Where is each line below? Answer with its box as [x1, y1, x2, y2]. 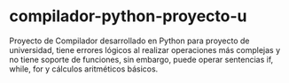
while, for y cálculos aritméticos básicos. [9, 64, 159, 74]
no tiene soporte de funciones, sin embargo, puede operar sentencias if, [9, 54, 274, 64]
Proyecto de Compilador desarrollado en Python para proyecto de [9, 35, 250, 46]
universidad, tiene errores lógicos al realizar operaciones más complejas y [9, 44, 281, 55]
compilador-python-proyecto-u [9, 6, 247, 26]
